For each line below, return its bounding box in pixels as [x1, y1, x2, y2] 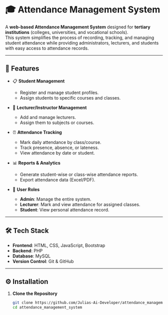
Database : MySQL [12, 253, 51, 259]
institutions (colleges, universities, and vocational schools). [5, 29, 128, 35]
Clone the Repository [12, 290, 57, 296]
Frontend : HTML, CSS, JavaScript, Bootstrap [12, 242, 105, 248]
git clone [12, 300, 33, 305]
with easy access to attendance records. [5, 45, 89, 51]
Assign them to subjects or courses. [19, 119, 94, 125]
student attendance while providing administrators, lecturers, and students [5, 39, 159, 45]
